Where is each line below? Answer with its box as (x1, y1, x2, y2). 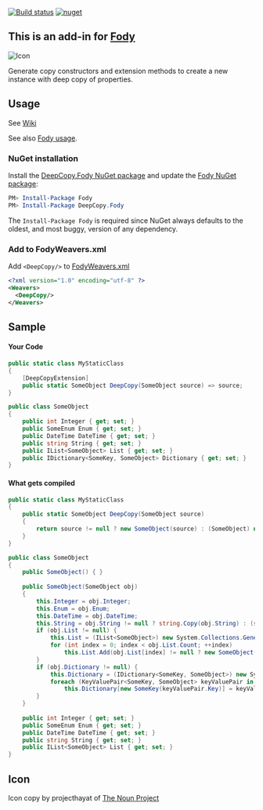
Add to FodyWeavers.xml (8, 243, 107, 254)
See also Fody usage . (8, 133, 78, 143)
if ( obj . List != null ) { (36, 626, 117, 635)
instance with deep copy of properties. (8, 75, 133, 84)
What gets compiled (8, 478, 76, 487)
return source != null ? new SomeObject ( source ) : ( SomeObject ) (36, 525, 250, 533)
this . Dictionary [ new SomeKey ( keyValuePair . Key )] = (63, 685, 233, 693)
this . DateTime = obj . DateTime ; (36, 612, 139, 620)
